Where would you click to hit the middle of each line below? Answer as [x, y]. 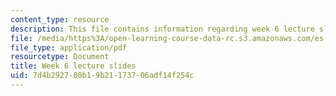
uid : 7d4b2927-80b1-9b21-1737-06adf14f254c [102, 76]
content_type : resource [60, 19]
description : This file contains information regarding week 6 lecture [162, 29]
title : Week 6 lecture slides [73, 66]
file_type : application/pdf [69, 47]
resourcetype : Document [60, 57]
